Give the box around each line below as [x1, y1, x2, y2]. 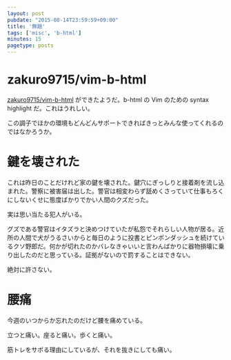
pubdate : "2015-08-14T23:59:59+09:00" [7, 17, 119, 23]
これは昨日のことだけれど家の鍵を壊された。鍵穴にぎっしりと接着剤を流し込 [7, 178, 225, 186]
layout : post [7, 10, 45, 17]
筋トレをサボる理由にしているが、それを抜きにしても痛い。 [7, 346, 176, 354]
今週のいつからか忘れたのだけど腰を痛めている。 [7, 316, 146, 324]
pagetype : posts [7, 42, 54, 49]
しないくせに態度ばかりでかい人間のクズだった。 [12, 195, 152, 203]
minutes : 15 [7, 36, 41, 43]
